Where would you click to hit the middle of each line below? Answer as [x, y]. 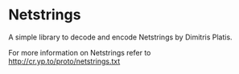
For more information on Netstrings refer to [80, 52]
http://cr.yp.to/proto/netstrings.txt [64, 61]
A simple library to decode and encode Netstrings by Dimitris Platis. [120, 37]
